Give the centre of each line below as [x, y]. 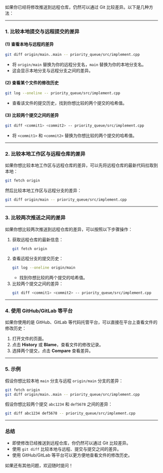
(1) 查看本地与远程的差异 [29, 44]
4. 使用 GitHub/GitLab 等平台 [39, 311]
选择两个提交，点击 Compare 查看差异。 [53, 351]
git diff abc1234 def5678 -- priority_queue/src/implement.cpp [70, 414]
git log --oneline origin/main [44, 268]
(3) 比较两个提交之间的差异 [32, 115]
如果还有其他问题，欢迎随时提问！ [39, 465]
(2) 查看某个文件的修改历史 [32, 83]
